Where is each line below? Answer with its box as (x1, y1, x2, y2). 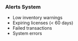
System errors (12, 31, 42, 37)
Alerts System (5, 3, 41, 10)
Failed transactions (12, 25, 52, 31)
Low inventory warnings (12, 15, 63, 21)
